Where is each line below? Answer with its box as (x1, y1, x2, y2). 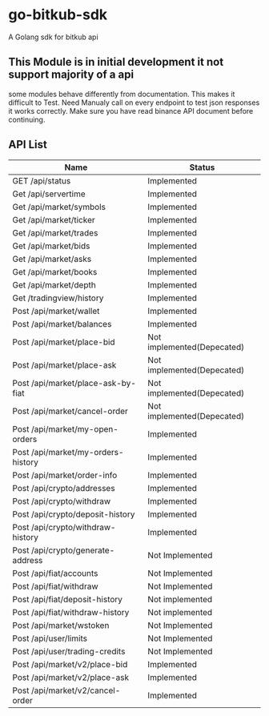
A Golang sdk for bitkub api (8, 32, 98, 42)
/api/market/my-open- (30, 423, 118, 434)
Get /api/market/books (12, 266, 98, 277)
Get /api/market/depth (12, 279, 96, 290)
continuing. (8, 115, 46, 124)
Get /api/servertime (12, 188, 86, 199)
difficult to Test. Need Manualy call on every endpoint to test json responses (8, 98, 260, 107)
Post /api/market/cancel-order (12, 405, 128, 416)
